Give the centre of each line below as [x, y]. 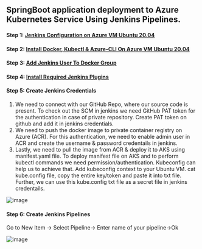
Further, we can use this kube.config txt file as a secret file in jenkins [101, 181]
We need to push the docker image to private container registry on [99, 130]
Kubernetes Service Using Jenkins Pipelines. [93, 20]
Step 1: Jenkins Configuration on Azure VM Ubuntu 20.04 [81, 35]
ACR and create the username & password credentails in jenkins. [96, 143]
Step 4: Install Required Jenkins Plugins [58, 77]
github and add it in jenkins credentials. [64, 124]
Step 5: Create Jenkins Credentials [51, 91]
